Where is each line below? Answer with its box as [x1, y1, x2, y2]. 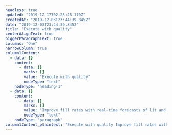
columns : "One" [5, 41, 38, 46]
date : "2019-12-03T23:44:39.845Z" [5, 22, 79, 27]
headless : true [5, 7, 38, 13]
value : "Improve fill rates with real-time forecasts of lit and [24, 108, 166, 113]
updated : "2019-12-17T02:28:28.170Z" [5, 12, 86, 17]
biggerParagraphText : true [5, 36, 63, 42]
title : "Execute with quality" [5, 27, 72, 32]
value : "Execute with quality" [24, 74, 91, 80]
